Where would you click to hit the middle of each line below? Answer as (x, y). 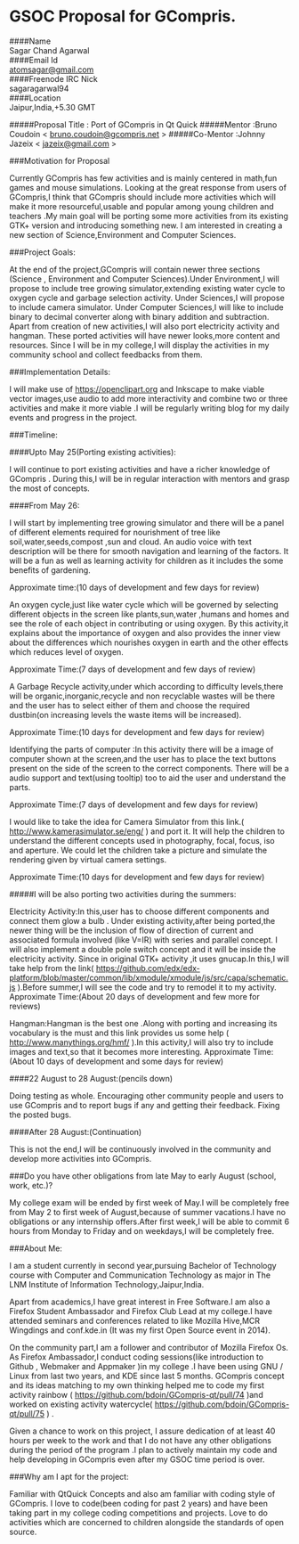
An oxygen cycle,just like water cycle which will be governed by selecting (144, 604)
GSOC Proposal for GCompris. (123, 16)
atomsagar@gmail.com (52, 69)
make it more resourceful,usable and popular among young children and (141, 206)
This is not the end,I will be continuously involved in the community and (140, 1149)
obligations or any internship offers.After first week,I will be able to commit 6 (149, 1221)
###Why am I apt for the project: (69, 1476)
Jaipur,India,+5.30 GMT (53, 107)
